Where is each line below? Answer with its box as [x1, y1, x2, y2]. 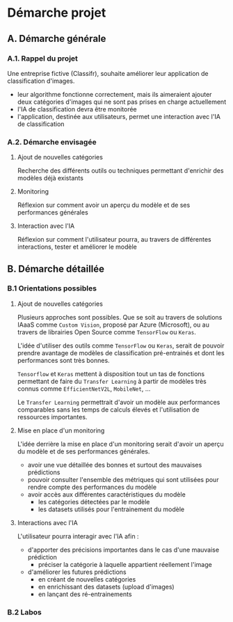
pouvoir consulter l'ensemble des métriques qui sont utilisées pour [27, 475, 219, 483]
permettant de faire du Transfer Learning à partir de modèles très [17, 377, 207, 385]
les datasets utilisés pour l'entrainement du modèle [38, 505, 185, 513]
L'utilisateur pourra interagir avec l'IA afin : [17, 531, 139, 541]
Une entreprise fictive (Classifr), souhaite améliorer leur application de [7, 69, 209, 77]
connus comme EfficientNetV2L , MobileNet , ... [17, 384, 151, 393]
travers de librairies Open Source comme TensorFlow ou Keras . [17, 327, 196, 336]
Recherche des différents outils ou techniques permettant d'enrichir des [17, 166, 224, 175]
